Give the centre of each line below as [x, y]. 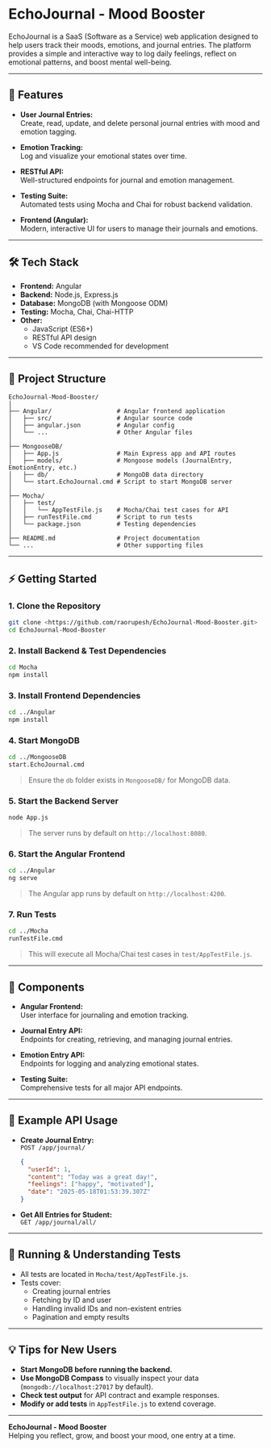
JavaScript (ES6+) [63, 328]
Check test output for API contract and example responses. [120, 1395]
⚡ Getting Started [52, 579]
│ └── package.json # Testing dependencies [102, 524]
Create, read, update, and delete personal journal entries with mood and [140, 123]
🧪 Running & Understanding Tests [95, 1255]
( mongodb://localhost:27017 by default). [87, 1386]
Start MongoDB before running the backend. [96, 1369]
